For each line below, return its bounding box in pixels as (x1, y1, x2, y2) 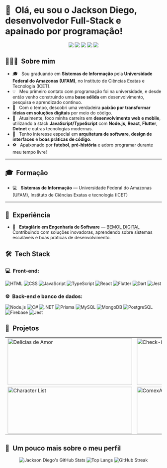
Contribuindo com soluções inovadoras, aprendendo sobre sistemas (12, 229, 153, 235)
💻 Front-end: (5, 267, 40, 274)
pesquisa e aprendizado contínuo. (12, 99, 83, 105)
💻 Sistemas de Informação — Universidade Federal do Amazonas (12, 185, 152, 190)
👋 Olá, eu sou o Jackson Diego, (5, 4, 137, 16)
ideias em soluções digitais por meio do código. (12, 109, 113, 116)
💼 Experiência (5, 211, 51, 219)
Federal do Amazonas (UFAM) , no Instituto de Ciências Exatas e (12, 78, 145, 84)
